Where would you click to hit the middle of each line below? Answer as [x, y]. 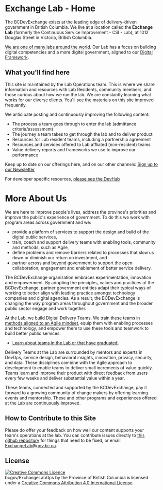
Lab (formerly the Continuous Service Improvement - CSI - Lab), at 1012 [77, 32]
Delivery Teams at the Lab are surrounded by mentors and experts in [74, 352]
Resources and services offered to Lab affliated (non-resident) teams [81, 145]
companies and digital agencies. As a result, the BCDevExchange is [73, 298]
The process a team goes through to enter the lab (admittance [74, 124]
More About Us [36, 198]
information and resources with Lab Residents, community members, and [78, 89]
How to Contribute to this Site [50, 418]
